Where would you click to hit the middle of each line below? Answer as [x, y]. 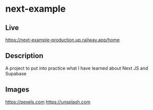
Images [17, 90]
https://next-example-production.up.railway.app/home [62, 40]
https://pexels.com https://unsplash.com [48, 102]
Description [24, 56]
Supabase [16, 73]
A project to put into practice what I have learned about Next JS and [77, 68]
